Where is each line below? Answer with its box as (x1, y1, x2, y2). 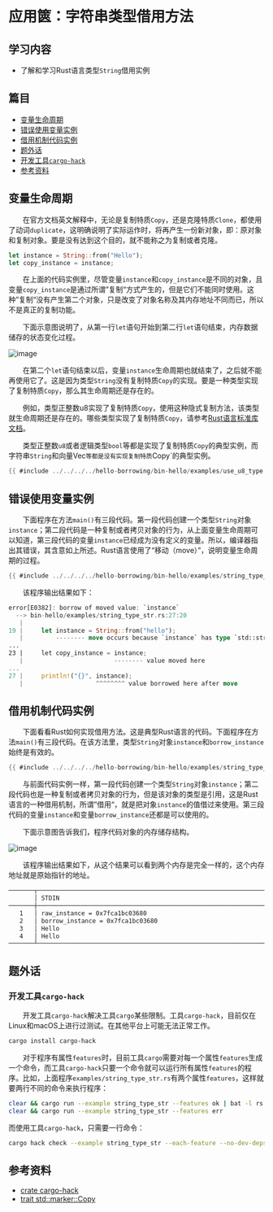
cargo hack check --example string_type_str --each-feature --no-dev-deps (8, 1139, 267, 1147)
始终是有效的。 (8, 748, 58, 757)
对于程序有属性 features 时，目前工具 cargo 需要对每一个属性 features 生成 (22, 1053, 263, 1062)
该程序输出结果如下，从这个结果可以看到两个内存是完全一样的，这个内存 (22, 860, 265, 870)
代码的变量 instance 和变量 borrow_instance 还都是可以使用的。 (8, 810, 214, 820)
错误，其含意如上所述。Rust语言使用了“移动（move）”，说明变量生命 (22, 546, 251, 556)
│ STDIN (33, 894, 60, 903)
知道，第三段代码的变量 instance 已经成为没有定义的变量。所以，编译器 (15, 535, 252, 545)
